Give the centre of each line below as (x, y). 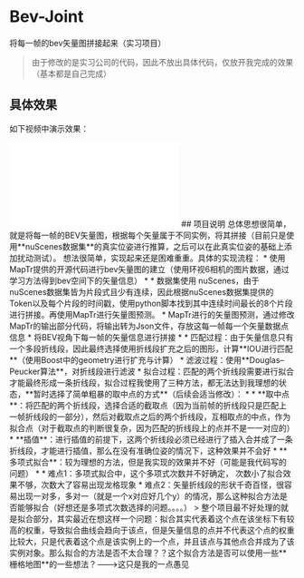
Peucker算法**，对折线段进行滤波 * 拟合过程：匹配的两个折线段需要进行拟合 (152, 371)
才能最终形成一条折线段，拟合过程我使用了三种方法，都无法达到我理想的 (144, 382)
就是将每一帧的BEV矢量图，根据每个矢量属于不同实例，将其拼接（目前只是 (148, 235)
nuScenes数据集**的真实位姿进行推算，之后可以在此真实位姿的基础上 (155, 246)
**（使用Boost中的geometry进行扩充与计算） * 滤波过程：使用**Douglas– (147, 359)
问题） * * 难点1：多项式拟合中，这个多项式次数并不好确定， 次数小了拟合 (146, 473)
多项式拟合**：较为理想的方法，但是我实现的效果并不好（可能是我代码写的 (148, 462)
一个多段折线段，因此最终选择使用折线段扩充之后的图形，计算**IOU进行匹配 (151, 348)
